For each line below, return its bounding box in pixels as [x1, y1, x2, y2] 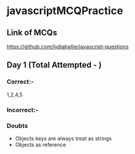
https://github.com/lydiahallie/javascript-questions [6, 43, 129, 50]
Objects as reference [15, 141, 66, 148]
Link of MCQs [6, 28, 58, 38]
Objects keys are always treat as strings [15, 135, 112, 142]
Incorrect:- [6, 106, 39, 114]
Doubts [6, 122, 28, 130]
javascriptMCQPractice [6, 4, 123, 18]
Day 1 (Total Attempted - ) [6, 60, 102, 70]
